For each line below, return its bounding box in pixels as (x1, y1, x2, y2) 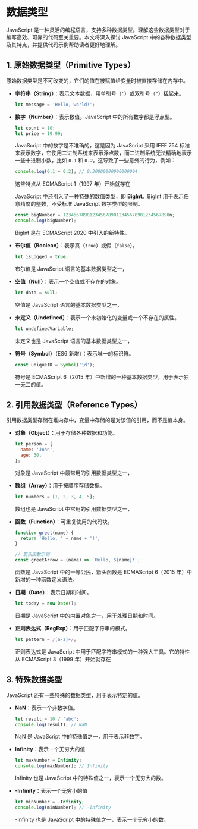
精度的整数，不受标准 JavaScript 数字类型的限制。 (20, 200, 143, 208)
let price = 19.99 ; (14, 130, 64, 137)
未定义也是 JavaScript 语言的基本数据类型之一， (14, 337, 133, 344)
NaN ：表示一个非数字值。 (14, 704, 78, 711)
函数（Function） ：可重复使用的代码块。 (14, 518, 113, 525)
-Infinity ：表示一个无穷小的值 (14, 787, 88, 795)
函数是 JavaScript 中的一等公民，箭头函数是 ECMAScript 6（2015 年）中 (14, 569, 192, 576)
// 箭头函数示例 (14, 551, 50, 558)
